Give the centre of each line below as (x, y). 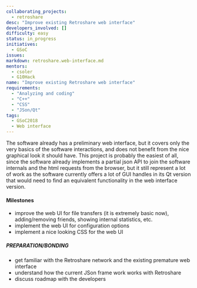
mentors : (17, 66)
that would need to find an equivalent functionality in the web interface (92, 180)
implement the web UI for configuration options (72, 226)
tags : (13, 115)
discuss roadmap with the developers (60, 279)
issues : (16, 55)
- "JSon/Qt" (26, 110)
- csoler (22, 72)
